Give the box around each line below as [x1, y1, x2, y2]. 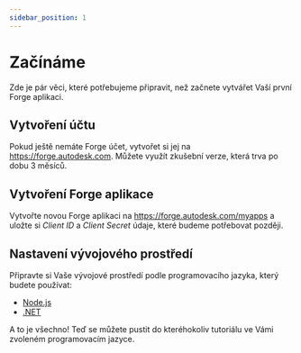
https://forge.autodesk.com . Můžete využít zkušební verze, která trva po [9, 150, 278, 162]
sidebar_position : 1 [9, 13, 87, 23]
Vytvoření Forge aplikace [9, 186, 154, 202]
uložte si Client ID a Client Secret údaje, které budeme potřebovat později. [9, 220, 284, 231]
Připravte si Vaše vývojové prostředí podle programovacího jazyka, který [9, 270, 279, 280]
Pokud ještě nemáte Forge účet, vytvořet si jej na [9, 141, 191, 152]
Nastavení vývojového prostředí [9, 246, 194, 261]
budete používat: [9, 280, 72, 290]
